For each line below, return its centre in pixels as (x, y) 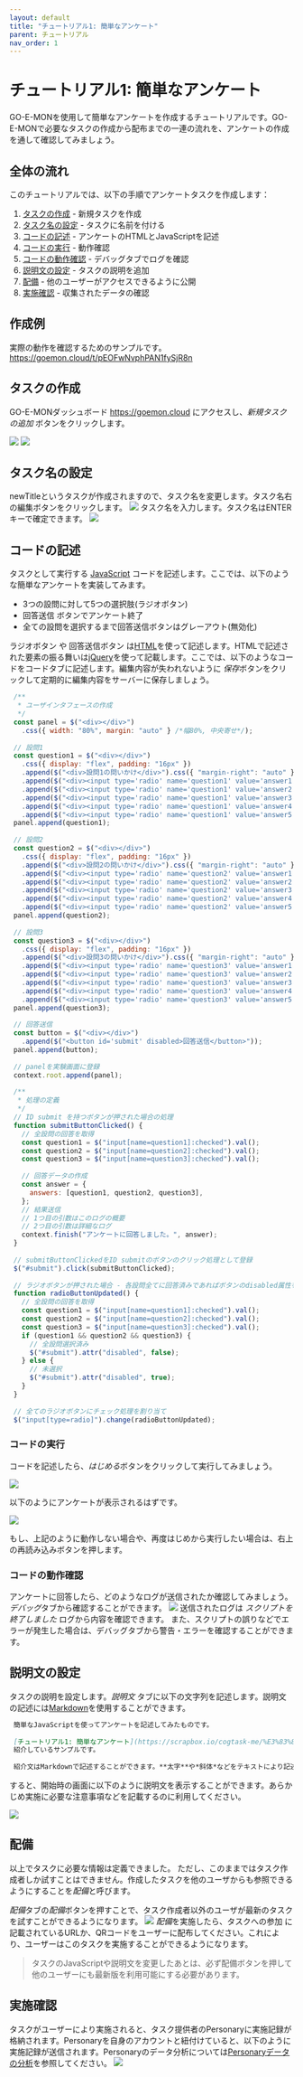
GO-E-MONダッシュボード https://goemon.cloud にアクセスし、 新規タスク (148, 411)
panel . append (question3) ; (62, 1008)
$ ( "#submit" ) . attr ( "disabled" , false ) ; (104, 1352)
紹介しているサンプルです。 (56, 1750)
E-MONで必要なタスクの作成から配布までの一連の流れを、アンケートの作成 (150, 128)
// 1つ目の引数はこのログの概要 (73, 1218)
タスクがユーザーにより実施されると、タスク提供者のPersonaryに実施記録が (151, 2029)
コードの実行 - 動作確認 (66, 248)
